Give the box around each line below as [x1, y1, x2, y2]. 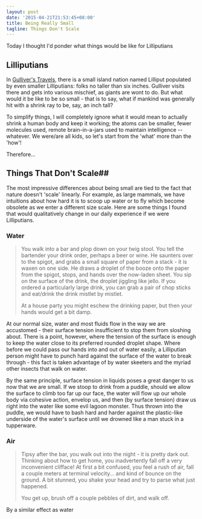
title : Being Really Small [6, 20, 74, 26]
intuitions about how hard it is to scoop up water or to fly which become [6, 197, 185, 204]
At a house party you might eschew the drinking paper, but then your [21, 302, 193, 309]
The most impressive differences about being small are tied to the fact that [6, 184, 192, 191]
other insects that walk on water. [6, 365, 87, 373]
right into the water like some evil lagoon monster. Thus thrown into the [6, 403, 183, 410]
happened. [21, 483, 48, 490]
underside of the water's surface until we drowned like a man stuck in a [6, 416, 184, 423]
